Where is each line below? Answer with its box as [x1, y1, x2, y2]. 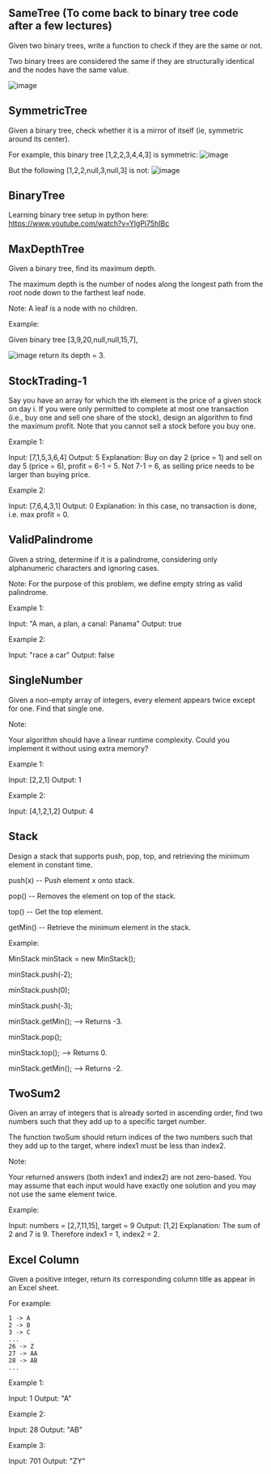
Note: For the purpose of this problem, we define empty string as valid [8, 578, 243, 589]
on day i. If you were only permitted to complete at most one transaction [8, 404, 249, 414]
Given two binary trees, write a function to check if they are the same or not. [8, 40, 263, 50]
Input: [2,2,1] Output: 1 [8, 775, 82, 784]
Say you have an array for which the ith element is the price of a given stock [8, 395, 262, 405]
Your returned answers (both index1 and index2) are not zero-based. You [8, 1172, 252, 1182]
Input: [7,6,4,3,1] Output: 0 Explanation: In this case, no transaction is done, [8, 501, 257, 511]
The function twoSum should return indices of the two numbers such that [8, 1132, 253, 1142]
